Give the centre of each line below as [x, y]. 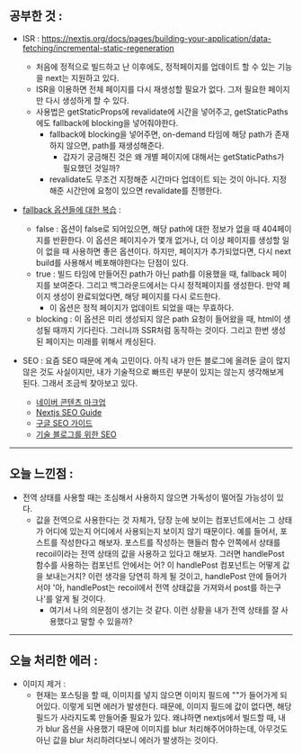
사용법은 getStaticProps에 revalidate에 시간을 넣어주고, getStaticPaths [162, 112]
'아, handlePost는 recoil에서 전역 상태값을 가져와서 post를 [155, 587]
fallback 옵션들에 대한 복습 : [71, 209]
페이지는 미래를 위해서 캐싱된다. [101, 341]
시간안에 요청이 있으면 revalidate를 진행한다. [144, 190]
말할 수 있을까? [107, 621]
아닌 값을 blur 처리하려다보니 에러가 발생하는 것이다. [127, 740]
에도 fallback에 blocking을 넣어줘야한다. [107, 123]
